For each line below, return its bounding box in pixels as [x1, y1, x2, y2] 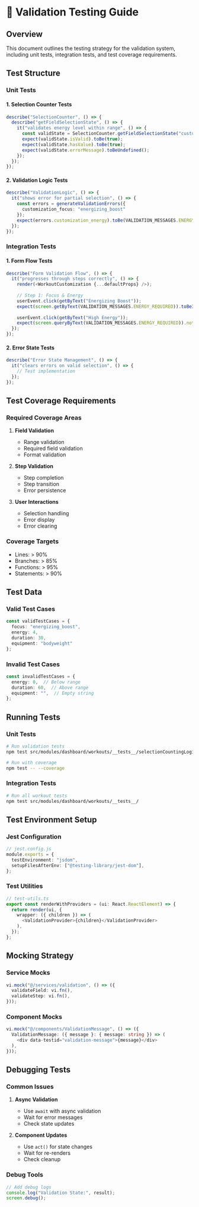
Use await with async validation [23, 1108, 101, 1115]
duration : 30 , [11, 635, 46, 641]
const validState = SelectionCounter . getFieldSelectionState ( [21, 131, 179, 137]
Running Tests [6, 712, 60, 722]
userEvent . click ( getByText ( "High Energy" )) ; [17, 314, 129, 320]
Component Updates [14, 1132, 68, 1139]
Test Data [6, 587, 43, 597]
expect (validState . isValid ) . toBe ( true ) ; [21, 136, 123, 142]
